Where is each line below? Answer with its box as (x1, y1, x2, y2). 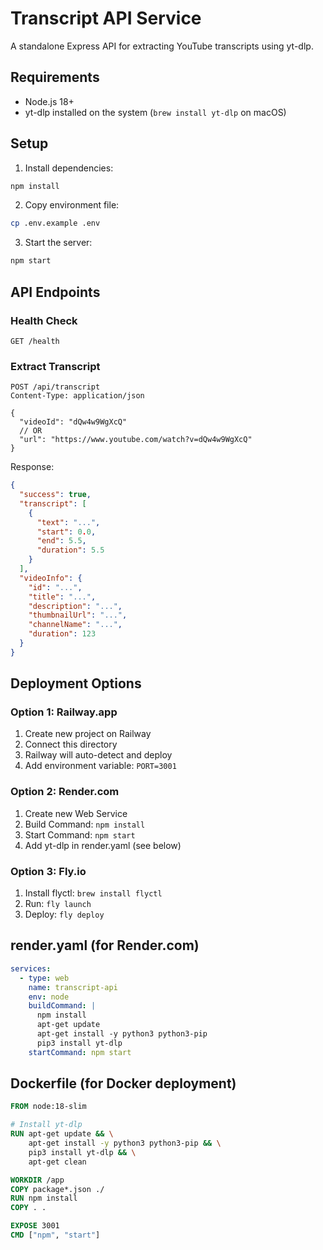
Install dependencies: (24, 162, 114, 174)
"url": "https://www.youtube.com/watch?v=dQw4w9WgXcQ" (19, 435, 253, 445)
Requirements (10, 69, 100, 86)
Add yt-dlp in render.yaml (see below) (24, 839, 182, 851)
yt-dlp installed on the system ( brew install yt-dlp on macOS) (24, 106, 287, 118)
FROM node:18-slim (10, 1102, 87, 1112)
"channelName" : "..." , (28, 620, 123, 630)
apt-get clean (28, 1157, 87, 1167)
